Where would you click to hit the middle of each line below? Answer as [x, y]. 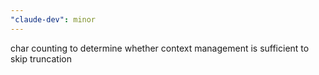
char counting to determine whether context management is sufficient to [160, 48]
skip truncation [41, 58]
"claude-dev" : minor [53, 19]
